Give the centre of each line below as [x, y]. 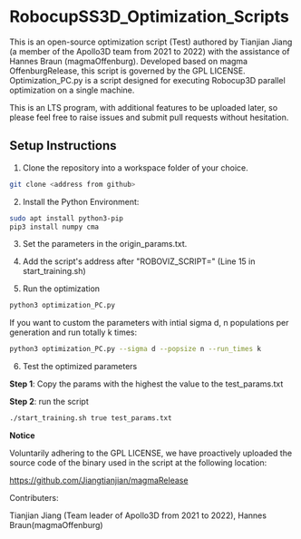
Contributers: [34, 498]
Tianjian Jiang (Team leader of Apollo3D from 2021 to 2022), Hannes [138, 515]
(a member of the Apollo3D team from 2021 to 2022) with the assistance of [150, 51]
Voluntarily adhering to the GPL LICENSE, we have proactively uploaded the [151, 453]
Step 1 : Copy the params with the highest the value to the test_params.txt [146, 384]
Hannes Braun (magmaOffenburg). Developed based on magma [128, 61]
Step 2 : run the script [49, 402]
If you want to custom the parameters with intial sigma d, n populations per [149, 323]
